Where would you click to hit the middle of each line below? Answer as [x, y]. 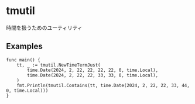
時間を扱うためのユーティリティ [45, 27]
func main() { [23, 60]
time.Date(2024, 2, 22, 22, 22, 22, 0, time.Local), [93, 70]
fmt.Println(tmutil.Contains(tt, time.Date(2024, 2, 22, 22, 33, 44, [103, 85]
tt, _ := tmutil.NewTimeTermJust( [59, 65]
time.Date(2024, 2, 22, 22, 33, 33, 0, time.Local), [93, 75]
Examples [24, 46]
